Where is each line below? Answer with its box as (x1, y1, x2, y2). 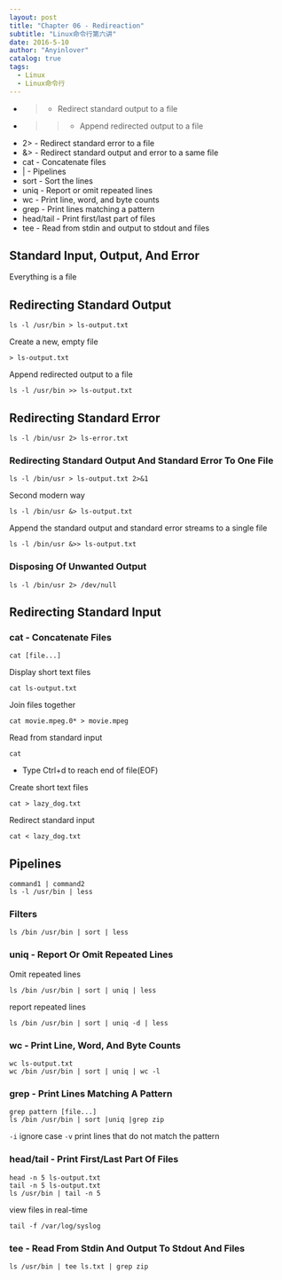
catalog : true (9, 54, 62, 63)
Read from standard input (9, 733, 103, 743)
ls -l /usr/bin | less (9, 888, 93, 897)
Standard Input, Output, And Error (9, 248, 200, 263)
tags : (9, 63, 29, 72)
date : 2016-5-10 (9, 37, 69, 47)
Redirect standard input (9, 815, 95, 826)
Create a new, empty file (9, 336, 99, 347)
